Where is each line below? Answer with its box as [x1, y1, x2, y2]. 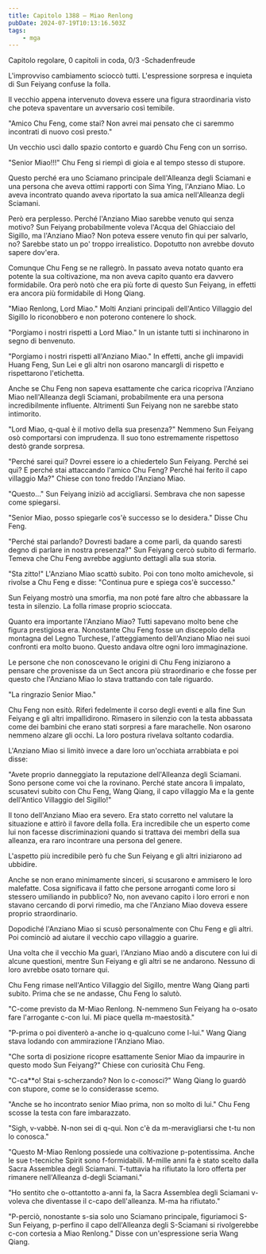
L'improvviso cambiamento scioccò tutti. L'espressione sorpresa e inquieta [8, 71, 253, 80]
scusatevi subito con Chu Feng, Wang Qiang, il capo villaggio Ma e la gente [8, 787, 255, 796]
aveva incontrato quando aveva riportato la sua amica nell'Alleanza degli [8, 190, 245, 199]
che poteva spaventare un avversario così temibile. [8, 103, 175, 113]
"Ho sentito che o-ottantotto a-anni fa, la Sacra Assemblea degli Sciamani [8, 1188, 250, 1198]
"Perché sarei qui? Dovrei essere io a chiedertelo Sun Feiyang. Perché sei [8, 457, 249, 466]
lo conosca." [8, 1132, 49, 1141]
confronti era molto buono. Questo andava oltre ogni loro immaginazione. [8, 642, 249, 652]
